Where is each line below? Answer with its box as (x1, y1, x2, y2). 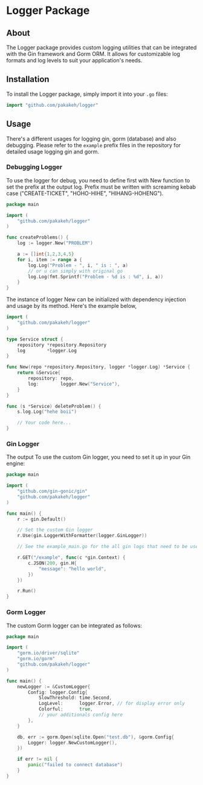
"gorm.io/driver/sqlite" (17, 650, 80, 656)
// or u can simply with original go (28, 268, 123, 274)
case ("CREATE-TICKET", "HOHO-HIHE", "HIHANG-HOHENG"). (6, 189, 164, 197)
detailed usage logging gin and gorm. (6, 148, 100, 155)
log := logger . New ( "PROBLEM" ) (17, 240, 94, 246)
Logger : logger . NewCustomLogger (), (28, 740, 118, 746)
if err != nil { (17, 756, 59, 763)
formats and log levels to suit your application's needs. (6, 57, 143, 64)
